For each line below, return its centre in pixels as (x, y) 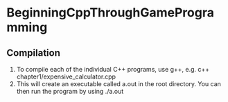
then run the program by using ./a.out (70, 91)
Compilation (33, 53)
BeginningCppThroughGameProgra (110, 13)
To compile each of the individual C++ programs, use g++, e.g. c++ (113, 69)
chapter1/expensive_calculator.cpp (66, 76)
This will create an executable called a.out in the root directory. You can (119, 84)
